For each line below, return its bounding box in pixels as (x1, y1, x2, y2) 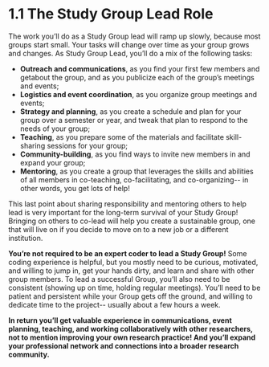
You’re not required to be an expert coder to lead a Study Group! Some (8, 248, 247, 258)
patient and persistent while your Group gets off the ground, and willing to (8, 291, 253, 301)
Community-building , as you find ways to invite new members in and (19, 149, 251, 159)
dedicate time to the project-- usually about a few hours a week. (8, 300, 221, 309)
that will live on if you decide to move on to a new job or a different (8, 224, 229, 234)
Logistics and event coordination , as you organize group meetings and (19, 89, 258, 99)
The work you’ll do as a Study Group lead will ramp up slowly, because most (8, 31, 261, 41)
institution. (8, 233, 43, 243)
